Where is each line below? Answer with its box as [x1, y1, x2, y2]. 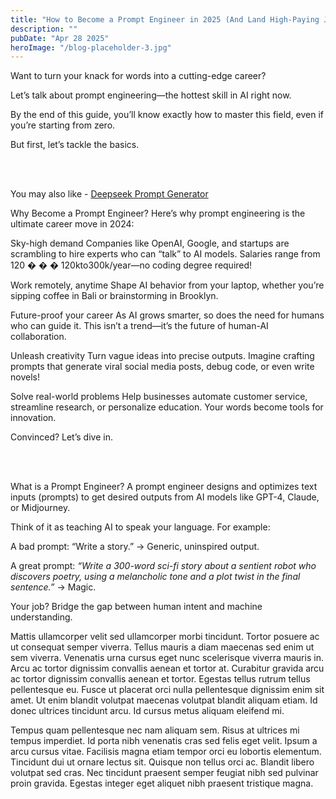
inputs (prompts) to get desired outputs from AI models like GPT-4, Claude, [10, 491, 320, 503]
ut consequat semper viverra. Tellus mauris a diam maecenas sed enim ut [10, 641, 315, 653]
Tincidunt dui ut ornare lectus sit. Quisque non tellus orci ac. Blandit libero [10, 756, 315, 768]
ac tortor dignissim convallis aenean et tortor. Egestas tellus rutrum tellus [10, 673, 311, 685]
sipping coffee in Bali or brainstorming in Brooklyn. [10, 290, 219, 302]
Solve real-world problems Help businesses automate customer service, [10, 391, 308, 403]
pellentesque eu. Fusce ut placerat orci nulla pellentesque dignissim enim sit [10, 684, 325, 696]
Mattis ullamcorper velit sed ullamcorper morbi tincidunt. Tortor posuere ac [10, 631, 320, 643]
